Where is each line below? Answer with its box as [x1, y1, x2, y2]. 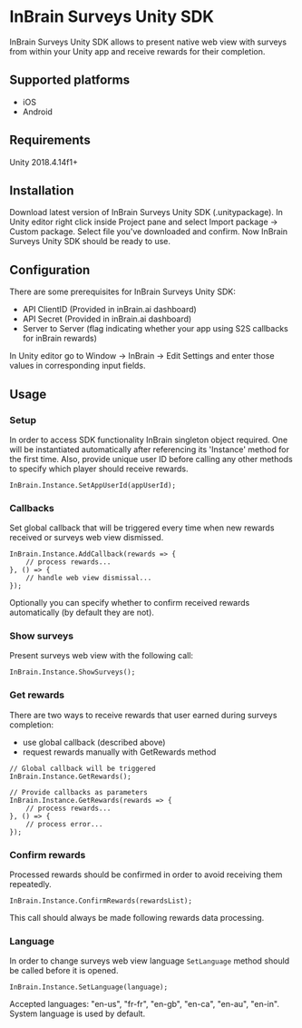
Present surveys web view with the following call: [9, 650, 193, 661]
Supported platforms [9, 73, 130, 88]
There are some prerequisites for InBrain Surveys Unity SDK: [9, 286, 236, 297]
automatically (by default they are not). [9, 607, 154, 618]
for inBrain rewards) [22, 333, 98, 344]
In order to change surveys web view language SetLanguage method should [9, 955, 290, 966]
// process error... [25, 819, 103, 828]
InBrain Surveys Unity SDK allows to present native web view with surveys [9, 36, 287, 47]
